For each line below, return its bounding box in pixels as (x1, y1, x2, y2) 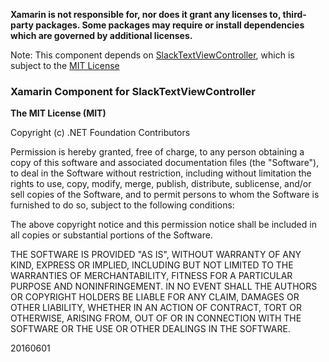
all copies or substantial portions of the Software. (10, 229, 213, 241)
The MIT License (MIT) (10, 107, 107, 119)
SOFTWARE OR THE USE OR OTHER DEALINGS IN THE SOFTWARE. (10, 323, 291, 335)
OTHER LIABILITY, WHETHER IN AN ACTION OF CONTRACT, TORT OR (10, 302, 302, 314)
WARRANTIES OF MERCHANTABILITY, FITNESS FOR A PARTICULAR (10, 270, 293, 282)
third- (282, 9, 307, 20)
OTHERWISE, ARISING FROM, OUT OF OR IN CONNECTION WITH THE (10, 312, 302, 324)
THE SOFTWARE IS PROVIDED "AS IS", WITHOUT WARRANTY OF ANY (10, 249, 302, 261)
